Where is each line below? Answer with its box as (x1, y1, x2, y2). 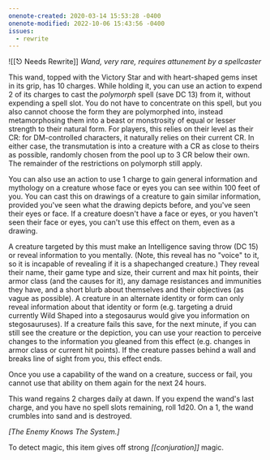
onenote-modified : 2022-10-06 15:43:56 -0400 (8, 19, 165, 28)
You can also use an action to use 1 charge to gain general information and (8, 174, 258, 184)
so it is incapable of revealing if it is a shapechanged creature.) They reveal (8, 259, 259, 269)
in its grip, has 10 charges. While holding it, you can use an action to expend (8, 81, 263, 91)
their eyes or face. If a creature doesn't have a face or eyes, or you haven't (8, 209, 259, 219)
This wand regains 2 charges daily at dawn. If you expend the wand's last (8, 394, 255, 404)
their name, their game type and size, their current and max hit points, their (8, 268, 259, 277)
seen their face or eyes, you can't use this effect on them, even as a (8, 217, 235, 227)
